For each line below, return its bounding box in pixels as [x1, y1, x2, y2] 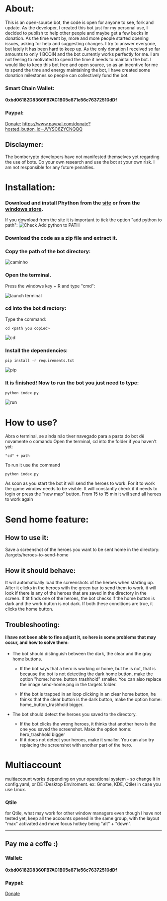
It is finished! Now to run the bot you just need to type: [5, 379, 139, 386]
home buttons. [12, 656, 42, 662]
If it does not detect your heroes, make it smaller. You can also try [19, 736, 155, 742]
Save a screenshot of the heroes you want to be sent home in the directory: [5, 546, 160, 552]
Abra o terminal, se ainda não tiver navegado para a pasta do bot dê [5, 433, 145, 439]
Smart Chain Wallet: [5, 85, 55, 91]
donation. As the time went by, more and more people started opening [5, 35, 149, 41]
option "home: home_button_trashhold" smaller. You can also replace [19, 676, 162, 682]
